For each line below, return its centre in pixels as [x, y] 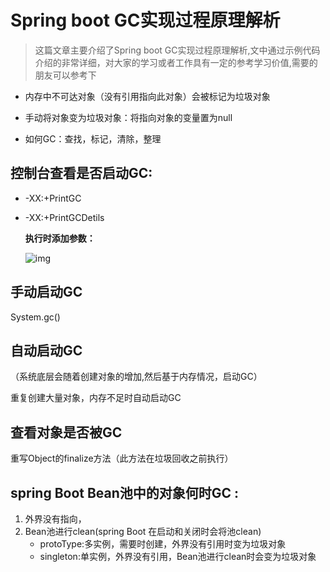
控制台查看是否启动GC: [81, 173]
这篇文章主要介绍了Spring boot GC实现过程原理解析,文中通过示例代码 [177, 50]
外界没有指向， [55, 519]
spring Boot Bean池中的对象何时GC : [125, 492]
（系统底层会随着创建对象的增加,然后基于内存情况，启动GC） [136, 377]
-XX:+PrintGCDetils [64, 217]
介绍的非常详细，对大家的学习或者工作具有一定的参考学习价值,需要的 [176, 62]
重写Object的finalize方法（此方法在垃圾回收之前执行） [122, 458]
